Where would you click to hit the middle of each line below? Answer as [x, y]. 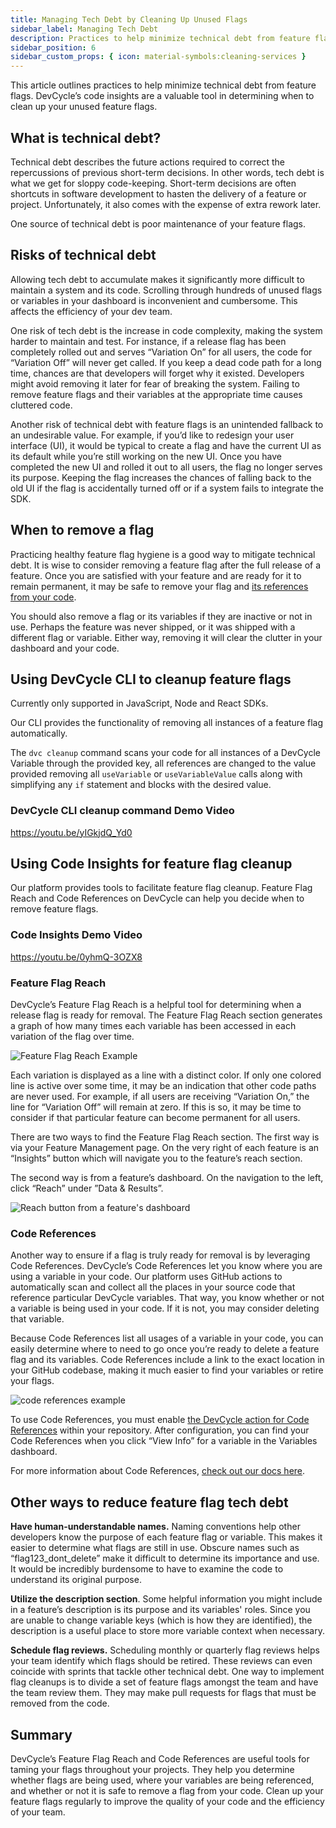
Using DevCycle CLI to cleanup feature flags [151, 679]
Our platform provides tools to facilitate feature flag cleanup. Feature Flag [161, 888]
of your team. [38, 1812]
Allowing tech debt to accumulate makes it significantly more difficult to [157, 279]
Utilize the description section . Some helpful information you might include [166, 1599]
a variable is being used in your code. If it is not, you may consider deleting [165, 1308]
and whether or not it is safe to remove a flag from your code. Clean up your [167, 1790]
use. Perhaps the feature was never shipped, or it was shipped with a [153, 627]
